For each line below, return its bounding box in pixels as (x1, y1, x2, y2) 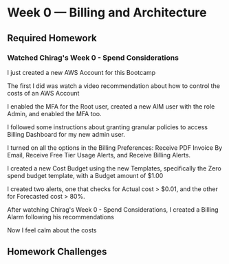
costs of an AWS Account (7, 89, 80, 97)
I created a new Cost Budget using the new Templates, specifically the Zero (7, 164, 221, 173)
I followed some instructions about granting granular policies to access (7, 122, 208, 131)
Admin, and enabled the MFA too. (7, 109, 102, 118)
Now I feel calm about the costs (7, 225, 97, 234)
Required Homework (7, 32, 98, 44)
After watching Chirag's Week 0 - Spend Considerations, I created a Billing (7, 205, 219, 214)
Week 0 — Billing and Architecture (7, 5, 207, 21)
